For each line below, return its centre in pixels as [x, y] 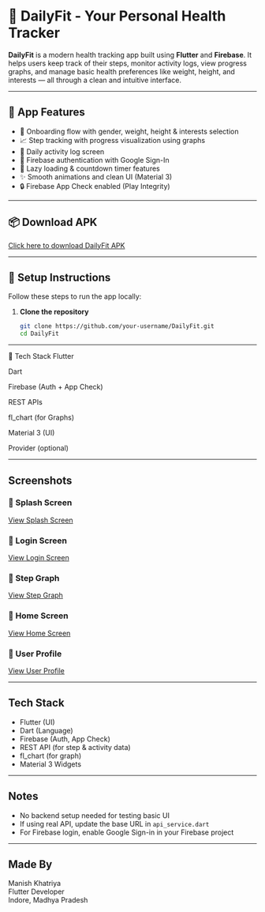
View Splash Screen [41, 520]
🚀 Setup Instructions [60, 277]
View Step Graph [35, 595]
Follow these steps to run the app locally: [75, 296]
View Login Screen [39, 558]
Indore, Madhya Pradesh [48, 900]
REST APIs [26, 402]
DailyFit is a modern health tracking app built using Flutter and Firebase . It [130, 55]
